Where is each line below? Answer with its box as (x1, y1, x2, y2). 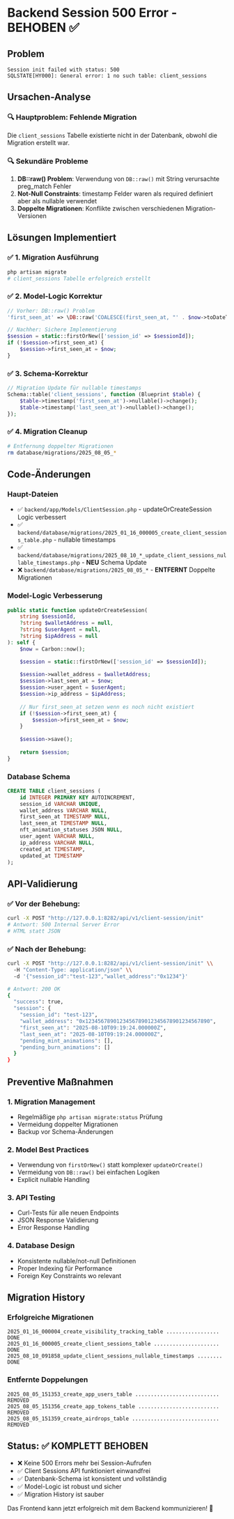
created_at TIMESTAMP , (19, 846, 86, 852)
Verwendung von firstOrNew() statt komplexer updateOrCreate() (17, 1161, 203, 1169)
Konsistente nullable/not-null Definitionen (17, 1256, 136, 1265)
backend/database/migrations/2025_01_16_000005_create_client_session (17, 529, 227, 537)
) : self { (7, 639, 36, 646)
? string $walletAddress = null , (19, 620, 114, 627)
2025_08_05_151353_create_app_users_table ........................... (7, 1391, 219, 1398)
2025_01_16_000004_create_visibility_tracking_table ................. (7, 1328, 219, 1335)
